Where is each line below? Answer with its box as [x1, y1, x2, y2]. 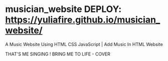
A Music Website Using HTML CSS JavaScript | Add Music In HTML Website [5, 41, 163, 47]
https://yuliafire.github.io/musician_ [5, 14, 160, 25]
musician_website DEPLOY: [5, 3, 122, 15]
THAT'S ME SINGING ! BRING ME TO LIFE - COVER [5, 51, 110, 57]
